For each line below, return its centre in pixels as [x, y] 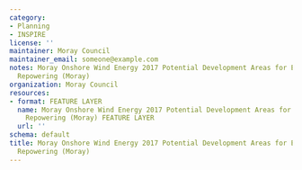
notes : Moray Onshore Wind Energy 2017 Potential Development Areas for [148, 68]
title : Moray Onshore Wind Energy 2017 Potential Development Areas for [148, 143]
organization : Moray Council [64, 85]
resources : [30, 93]
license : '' [31, 43]
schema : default [40, 135]
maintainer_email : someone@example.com [84, 59]
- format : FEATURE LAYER [56, 101]
